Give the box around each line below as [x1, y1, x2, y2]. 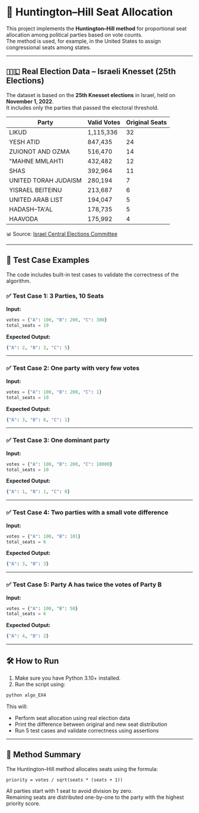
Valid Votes [87, 118, 121, 126]
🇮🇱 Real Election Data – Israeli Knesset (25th [6, 66, 176, 76]
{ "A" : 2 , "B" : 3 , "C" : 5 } [6, 345, 70, 351]
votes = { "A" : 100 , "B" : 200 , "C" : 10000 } [6, 461, 113, 467]
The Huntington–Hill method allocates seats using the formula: [6, 765, 158, 772]
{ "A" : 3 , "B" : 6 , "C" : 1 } [6, 417, 70, 423]
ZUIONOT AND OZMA [9, 147, 70, 156]
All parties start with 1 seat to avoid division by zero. [6, 787, 133, 794]
